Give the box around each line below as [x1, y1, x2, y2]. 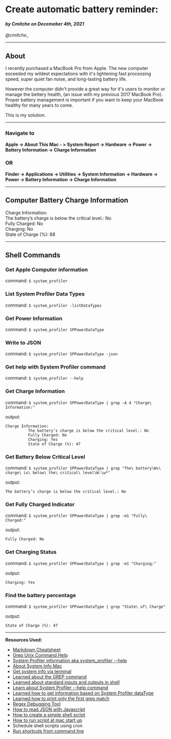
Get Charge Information [5, 388, 65, 395]
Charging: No [5, 226, 34, 232]
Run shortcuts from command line [12, 728, 84, 734]
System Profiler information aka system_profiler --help [12, 657, 127, 663]
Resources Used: [5, 636, 42, 643]
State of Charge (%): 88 [5, 231, 55, 237]
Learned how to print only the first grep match [12, 695, 109, 701]
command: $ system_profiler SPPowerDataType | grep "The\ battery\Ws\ [5, 465, 161, 471]
